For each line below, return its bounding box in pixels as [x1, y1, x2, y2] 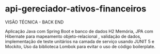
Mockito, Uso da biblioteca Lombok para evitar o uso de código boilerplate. [5, 43, 156, 49]
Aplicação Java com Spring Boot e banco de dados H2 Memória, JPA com [5, 28, 154, 34]
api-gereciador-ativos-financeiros [5, 3, 146, 14]
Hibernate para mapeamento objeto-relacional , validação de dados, [5, 33, 142, 39]
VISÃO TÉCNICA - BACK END [5, 19, 64, 25]
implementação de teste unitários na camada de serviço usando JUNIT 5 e [5, 38, 155, 44]
